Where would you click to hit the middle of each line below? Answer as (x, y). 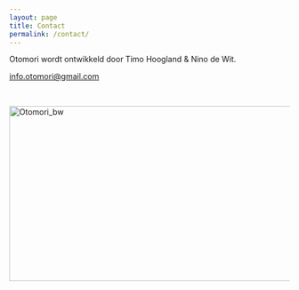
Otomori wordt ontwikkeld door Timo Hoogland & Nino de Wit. (123, 60)
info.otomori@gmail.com (54, 77)
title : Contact (37, 26)
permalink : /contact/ (49, 34)
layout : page (33, 17)
